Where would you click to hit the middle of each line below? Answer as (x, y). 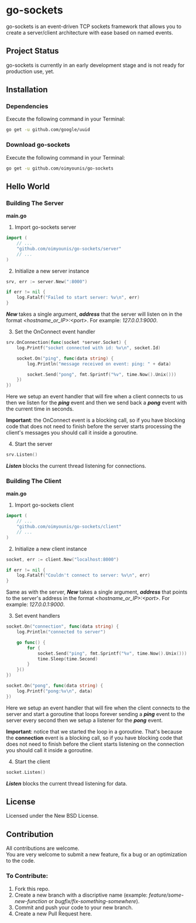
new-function (31, 901)
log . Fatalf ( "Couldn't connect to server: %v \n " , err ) (83, 576)
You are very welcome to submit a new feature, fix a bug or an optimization (97, 855)
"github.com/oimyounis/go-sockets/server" (69, 249)
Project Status (33, 51)
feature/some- (166, 895)
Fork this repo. (32, 888)
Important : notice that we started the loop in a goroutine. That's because (94, 731)
